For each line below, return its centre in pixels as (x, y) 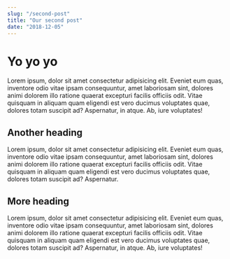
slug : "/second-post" (39, 14)
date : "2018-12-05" (36, 27)
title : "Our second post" (45, 20)
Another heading (45, 133)
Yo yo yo (33, 61)
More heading (38, 201)
